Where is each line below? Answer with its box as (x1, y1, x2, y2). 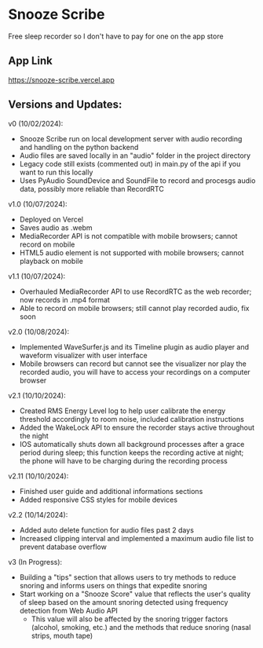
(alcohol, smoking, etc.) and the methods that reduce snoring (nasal (31, 622, 251, 632)
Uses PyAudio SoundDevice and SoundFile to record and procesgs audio (19, 175, 256, 185)
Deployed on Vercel (19, 214, 84, 224)
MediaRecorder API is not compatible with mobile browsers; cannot (19, 231, 238, 240)
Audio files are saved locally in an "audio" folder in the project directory (19, 151, 251, 160)
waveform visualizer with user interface (19, 350, 148, 360)
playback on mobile (19, 256, 84, 265)
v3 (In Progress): (8, 557, 63, 566)
